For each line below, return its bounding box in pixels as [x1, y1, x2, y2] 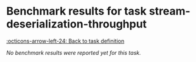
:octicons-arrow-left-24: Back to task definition [6, 37, 125, 44]
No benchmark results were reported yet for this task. [6, 49, 141, 56]
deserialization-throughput [6, 17, 147, 31]
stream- [149, 4, 191, 18]
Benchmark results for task [6, 4, 147, 18]
